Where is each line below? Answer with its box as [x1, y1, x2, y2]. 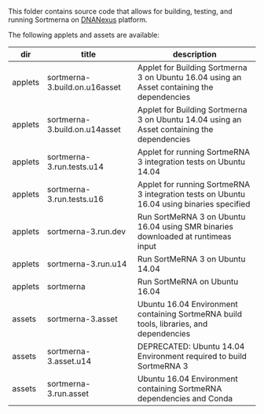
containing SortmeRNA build [137, 309, 242, 319]
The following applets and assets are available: [8, 31, 159, 39]
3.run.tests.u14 [46, 161, 104, 172]
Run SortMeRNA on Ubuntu [137, 277, 239, 287]
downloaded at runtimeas [137, 231, 232, 242]
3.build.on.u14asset [46, 124, 122, 134]
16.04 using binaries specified [137, 199, 251, 209]
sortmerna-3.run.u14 [46, 258, 127, 269]
